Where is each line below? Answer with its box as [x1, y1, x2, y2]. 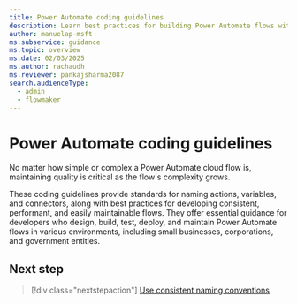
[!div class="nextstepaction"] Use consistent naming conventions [30, 285, 270, 296]
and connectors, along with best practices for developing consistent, [9, 198, 260, 209]
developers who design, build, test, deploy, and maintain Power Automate [9, 217, 278, 228]
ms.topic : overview [9, 46, 81, 55]
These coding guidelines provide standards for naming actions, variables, [9, 189, 277, 200]
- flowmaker [17, 95, 62, 104]
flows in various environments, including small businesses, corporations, [9, 226, 274, 237]
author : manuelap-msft [9, 29, 93, 38]
